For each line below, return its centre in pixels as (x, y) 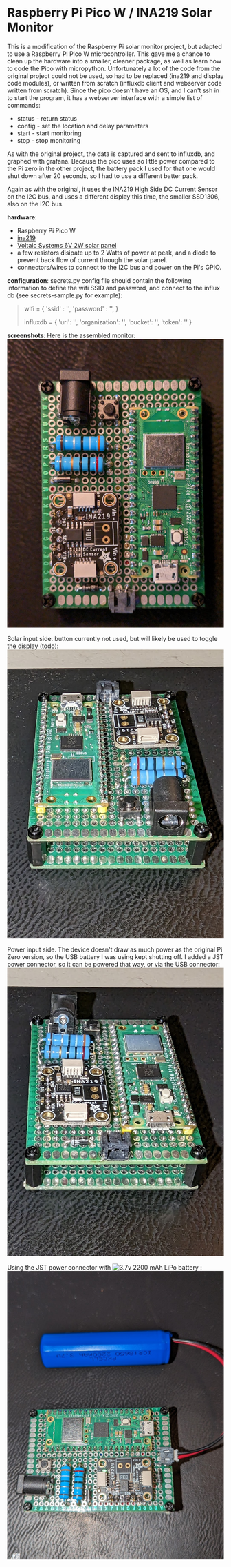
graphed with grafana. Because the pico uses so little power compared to (111, 161)
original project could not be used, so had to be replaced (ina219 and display (115, 76)
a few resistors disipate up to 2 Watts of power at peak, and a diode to (117, 253)
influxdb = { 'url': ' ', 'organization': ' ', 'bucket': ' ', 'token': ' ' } (108, 322)
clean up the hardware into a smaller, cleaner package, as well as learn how (114, 61)
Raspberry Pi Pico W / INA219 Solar (110, 13)
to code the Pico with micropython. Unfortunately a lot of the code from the (114, 68)
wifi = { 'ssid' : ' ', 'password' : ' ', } (71, 308)
